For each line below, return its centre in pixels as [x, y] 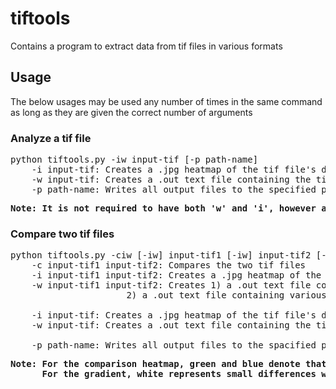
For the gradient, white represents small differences [179, 374]
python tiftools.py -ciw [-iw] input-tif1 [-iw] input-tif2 [161, 255]
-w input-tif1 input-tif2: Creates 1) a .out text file [171, 285]
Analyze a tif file [51, 138]
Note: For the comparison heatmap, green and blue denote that [168, 364]
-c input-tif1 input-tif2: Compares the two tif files [169, 265]
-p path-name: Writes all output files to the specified [174, 190]
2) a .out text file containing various [226, 295]
